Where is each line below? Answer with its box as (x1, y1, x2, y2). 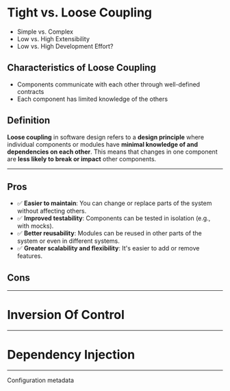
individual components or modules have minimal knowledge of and (7, 140, 199, 148)
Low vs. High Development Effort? (16, 42, 114, 50)
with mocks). (16, 222, 54, 230)
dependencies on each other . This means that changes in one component (7, 147, 218, 156)
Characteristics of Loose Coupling (7, 62, 156, 73)
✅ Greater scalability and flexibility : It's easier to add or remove (16, 244, 200, 252)
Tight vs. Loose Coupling (7, 5, 153, 21)
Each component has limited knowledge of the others (16, 95, 168, 103)
